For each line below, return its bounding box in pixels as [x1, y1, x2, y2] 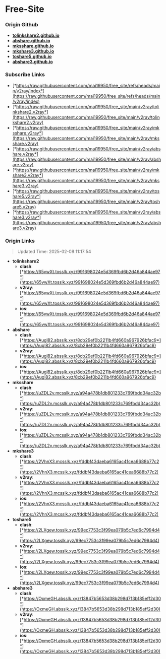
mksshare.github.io [12, 43, 54, 49]
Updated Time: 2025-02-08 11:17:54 [17, 249, 92, 255]
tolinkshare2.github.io [12, 32, 59, 38]
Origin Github [5, 21, 39, 28]
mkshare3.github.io [12, 48, 55, 54]
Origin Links [5, 237, 35, 244]
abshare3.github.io [12, 59, 53, 65]
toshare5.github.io [12, 54, 52, 60]
